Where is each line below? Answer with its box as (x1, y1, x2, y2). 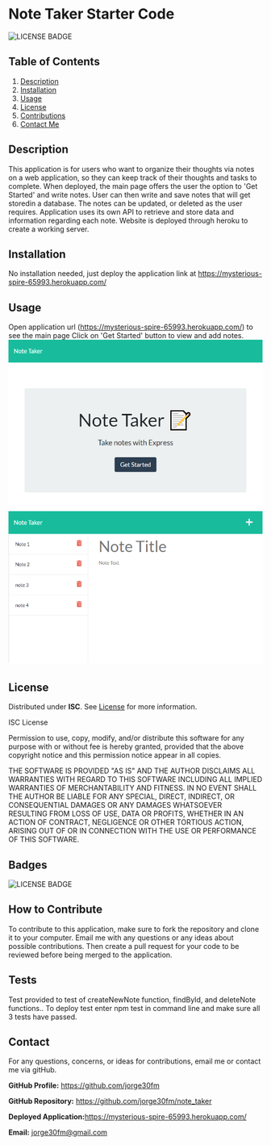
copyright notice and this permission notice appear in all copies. (8, 750, 222, 760)
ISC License (8, 717, 48, 727)
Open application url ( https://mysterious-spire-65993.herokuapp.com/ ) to (8, 322, 254, 332)
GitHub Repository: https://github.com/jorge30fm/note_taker (8, 1097, 212, 1106)
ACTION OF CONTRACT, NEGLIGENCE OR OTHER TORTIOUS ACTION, (8, 817, 244, 827)
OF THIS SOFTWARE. (8, 834, 80, 844)
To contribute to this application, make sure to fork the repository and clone (8, 924, 260, 934)
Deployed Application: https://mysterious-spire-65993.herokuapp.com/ (8, 1112, 248, 1122)
